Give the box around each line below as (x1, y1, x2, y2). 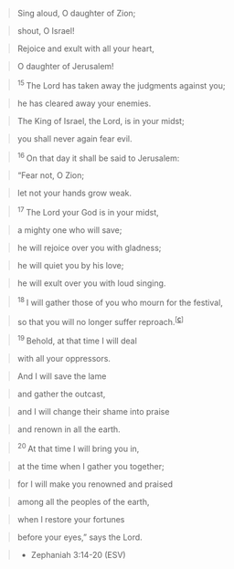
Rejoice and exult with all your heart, (16, 43, 154, 54)
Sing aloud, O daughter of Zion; (16, 8, 136, 18)
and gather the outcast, (16, 388, 106, 399)
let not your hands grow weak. (16, 187, 133, 199)
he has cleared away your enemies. (16, 98, 152, 109)
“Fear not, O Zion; (16, 170, 84, 181)
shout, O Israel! (16, 26, 75, 36)
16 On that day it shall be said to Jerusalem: (16, 151, 180, 163)
